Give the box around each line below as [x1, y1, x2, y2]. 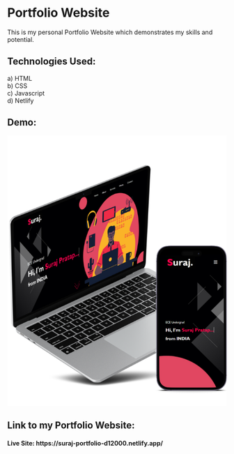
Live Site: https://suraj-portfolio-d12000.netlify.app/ [7, 439, 164, 447]
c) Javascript [7, 89, 45, 97]
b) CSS [7, 82, 28, 90]
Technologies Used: [7, 56, 96, 68]
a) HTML [7, 74, 33, 82]
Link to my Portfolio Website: [7, 420, 135, 432]
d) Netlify [7, 96, 34, 105]
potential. [7, 35, 35, 43]
